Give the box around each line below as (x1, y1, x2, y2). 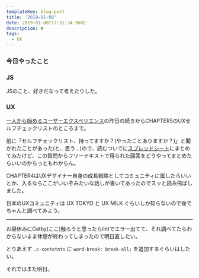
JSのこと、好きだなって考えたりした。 (6, 87, 101, 95)
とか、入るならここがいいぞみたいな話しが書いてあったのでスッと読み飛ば (6, 179, 188, 187)
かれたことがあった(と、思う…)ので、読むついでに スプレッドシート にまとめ (6, 144, 191, 151)
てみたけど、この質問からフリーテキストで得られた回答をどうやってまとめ (6, 152, 187, 159)
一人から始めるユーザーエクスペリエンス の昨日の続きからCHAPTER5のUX (6, 117, 186, 124)
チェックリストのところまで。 (16, 124, 89, 131)
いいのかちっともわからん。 (11, 159, 79, 166)
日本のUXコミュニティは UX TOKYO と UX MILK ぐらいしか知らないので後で (6, 200, 192, 207)
